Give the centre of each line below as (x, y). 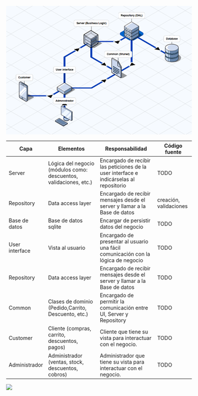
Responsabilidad (126, 149)
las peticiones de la (123, 166)
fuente (173, 152)
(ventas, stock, (66, 362)
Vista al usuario (67, 247)
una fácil (110, 247)
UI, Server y (114, 314)
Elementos (72, 149)
